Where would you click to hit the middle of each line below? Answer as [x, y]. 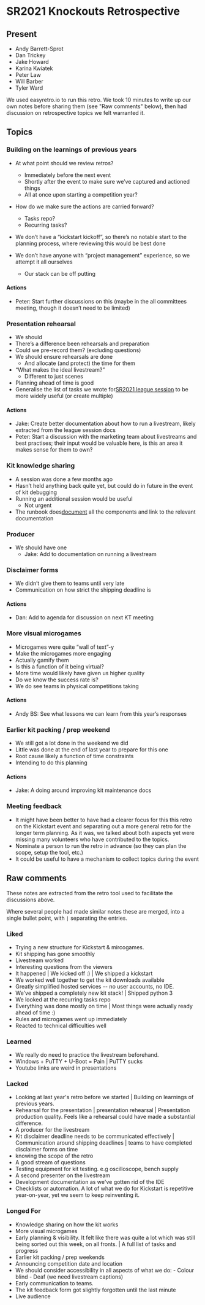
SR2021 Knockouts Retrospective [93, 11]
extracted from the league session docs [65, 430]
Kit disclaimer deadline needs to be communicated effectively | [95, 1136]
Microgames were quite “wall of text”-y [65, 647]
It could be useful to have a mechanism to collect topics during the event [107, 859]
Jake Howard [32, 62]
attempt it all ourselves [44, 262]
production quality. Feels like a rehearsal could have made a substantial [105, 1117]
